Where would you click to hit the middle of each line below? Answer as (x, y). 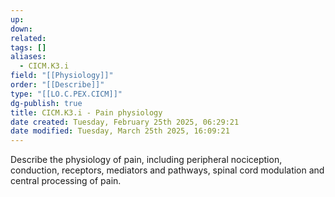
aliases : (28, 57)
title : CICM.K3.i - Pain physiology (86, 112)
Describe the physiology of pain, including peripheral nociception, (146, 160)
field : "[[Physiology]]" (62, 76)
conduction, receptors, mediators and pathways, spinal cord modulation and (167, 170)
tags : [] (28, 47)
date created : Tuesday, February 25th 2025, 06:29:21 (125, 122)
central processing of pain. (66, 181)
